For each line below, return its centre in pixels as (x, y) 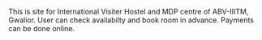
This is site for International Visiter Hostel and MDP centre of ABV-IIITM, (129, 12)
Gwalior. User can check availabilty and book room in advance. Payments (131, 20)
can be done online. (42, 28)
